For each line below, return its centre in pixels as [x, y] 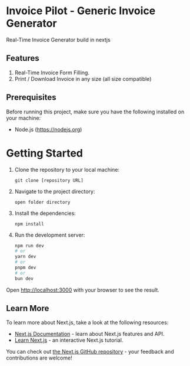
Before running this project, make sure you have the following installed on [95, 112]
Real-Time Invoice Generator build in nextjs [58, 40]
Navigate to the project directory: [55, 191]
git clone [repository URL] [49, 180]
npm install [29, 224]
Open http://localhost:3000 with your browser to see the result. [83, 290]
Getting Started [45, 153]
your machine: [24, 118]
